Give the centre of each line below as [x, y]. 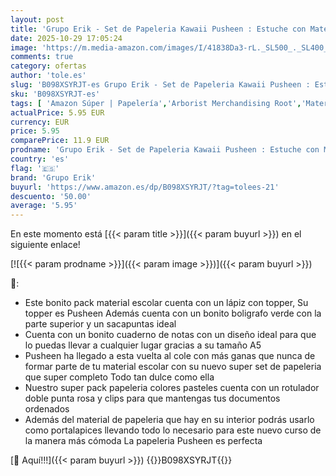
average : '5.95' [44, 206]
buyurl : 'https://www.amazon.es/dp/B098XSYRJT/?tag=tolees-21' [145, 187]
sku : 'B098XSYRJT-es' [55, 94]
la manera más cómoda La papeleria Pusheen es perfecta [143, 441]
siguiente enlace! [45, 245]
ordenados [47, 409]
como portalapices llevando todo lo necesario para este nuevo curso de [173, 430]
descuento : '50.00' [51, 196]
